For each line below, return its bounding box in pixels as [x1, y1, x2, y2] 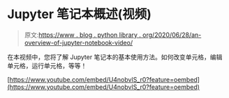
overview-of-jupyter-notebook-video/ [24, 38, 133, 47]
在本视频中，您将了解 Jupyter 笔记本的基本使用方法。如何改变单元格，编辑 [7, 53, 223, 61]
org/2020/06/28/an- [142, 31, 202, 39]
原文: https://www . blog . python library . [24, 31, 142, 39]
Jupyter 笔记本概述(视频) [7, 6, 152, 22]
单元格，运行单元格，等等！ [7, 61, 87, 70]
